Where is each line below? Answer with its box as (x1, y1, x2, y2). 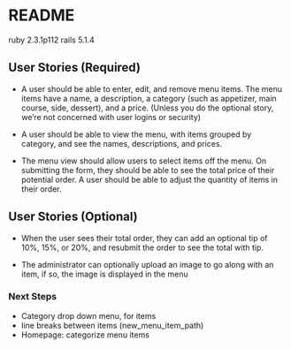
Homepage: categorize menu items (20, 329, 149, 340)
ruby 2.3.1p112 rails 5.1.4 (8, 34, 95, 45)
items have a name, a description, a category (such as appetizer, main (20, 93, 278, 103)
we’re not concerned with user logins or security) (20, 111, 201, 122)
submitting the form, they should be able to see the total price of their (20, 164, 275, 175)
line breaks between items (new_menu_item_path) (20, 320, 204, 330)
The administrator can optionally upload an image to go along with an (20, 259, 274, 269)
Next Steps (8, 291, 57, 303)
